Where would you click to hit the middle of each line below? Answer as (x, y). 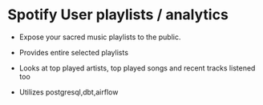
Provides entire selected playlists (74, 52)
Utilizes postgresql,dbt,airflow (69, 92)
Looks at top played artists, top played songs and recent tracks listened (137, 68)
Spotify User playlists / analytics (118, 15)
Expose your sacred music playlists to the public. (100, 37)
